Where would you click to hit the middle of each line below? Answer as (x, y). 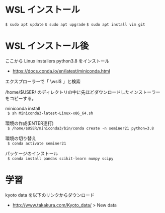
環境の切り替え (21, 138)
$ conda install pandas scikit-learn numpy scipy (60, 159)
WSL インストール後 (47, 46)
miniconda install (23, 108)
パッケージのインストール (32, 153)
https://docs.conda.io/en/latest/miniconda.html (61, 71)
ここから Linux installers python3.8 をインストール (57, 61)
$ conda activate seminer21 (37, 144)
